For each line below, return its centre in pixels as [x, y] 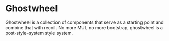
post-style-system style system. [39, 33]
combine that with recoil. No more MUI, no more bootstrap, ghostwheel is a [84, 27]
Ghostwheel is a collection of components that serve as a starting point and [84, 22]
